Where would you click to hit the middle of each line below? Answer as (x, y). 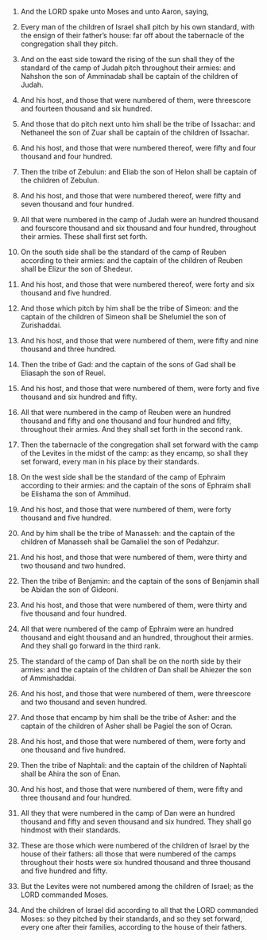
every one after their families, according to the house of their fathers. (133, 927)
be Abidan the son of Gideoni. (69, 589)
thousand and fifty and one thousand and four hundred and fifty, (126, 421)
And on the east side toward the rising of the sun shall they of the (128, 59)
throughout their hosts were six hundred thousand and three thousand (135, 862)
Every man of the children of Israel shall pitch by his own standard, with (137, 27)
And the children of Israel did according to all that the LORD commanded (139, 910)
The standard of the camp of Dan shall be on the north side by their (131, 661)
